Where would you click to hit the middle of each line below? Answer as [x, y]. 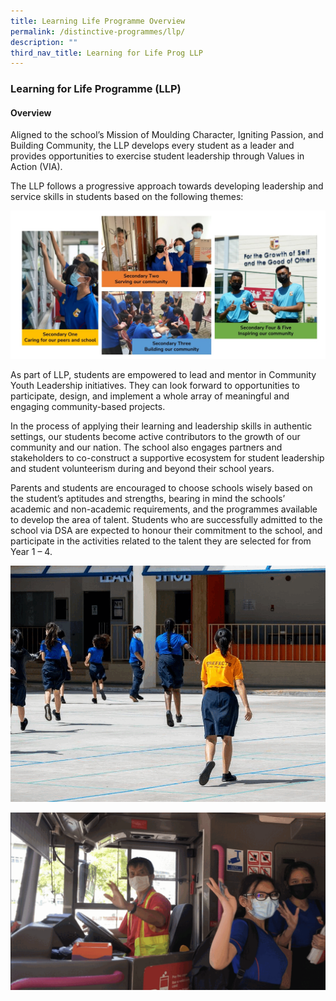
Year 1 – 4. [31, 552]
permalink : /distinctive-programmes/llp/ [98, 31]
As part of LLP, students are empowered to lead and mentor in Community [163, 375]
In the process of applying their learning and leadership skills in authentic [161, 426]
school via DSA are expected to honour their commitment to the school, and [166, 531]
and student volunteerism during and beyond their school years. [142, 469]
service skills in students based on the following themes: [127, 197]
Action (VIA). [36, 167]
